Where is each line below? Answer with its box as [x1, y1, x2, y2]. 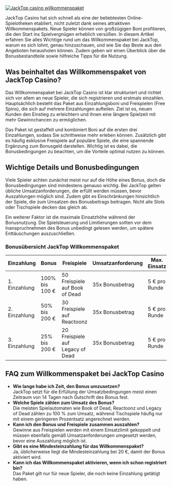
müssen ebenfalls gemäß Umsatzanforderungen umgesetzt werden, [12, 432, 157, 438]
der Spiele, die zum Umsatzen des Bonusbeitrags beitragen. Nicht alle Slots [5, 198, 165, 205]
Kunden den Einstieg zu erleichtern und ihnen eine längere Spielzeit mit [5, 111, 156, 117]
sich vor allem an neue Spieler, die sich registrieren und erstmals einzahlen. [5, 95, 165, 101]
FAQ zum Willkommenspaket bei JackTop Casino [5, 370, 165, 378]
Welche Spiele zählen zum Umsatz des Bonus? [12, 399, 115, 406]
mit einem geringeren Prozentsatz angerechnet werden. [12, 416, 131, 422]
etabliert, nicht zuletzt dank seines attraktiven [34, 21, 131, 26]
